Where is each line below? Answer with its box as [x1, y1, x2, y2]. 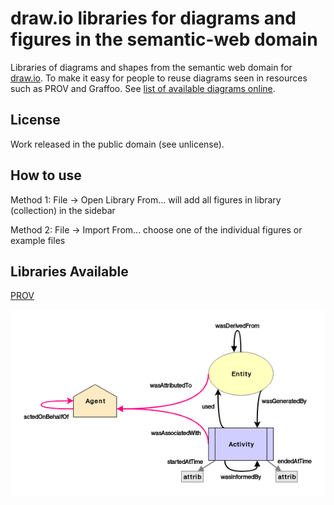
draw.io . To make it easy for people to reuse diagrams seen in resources [10, 72, 308, 84]
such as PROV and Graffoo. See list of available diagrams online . [10, 82, 276, 94]
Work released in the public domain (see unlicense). [10, 138, 225, 150]
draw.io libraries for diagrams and [10, 7, 297, 30]
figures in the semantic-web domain [10, 28, 318, 51]
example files [10, 234, 66, 246]
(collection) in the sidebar [10, 204, 116, 216]
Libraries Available [10, 263, 129, 280]
